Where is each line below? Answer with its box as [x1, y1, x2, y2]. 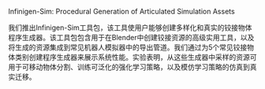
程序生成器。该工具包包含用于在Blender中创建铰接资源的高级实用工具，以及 [8, 33, 255, 42]
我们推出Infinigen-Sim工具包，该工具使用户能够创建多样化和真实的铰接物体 [8, 23, 252, 32]
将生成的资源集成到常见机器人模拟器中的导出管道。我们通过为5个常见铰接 [8, 43, 248, 52]
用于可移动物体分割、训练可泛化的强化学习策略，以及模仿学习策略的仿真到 [8, 62, 250, 72]
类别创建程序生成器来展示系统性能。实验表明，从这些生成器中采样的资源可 [14, 53, 257, 61]
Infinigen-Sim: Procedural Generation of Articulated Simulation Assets [8, 7, 235, 16]
